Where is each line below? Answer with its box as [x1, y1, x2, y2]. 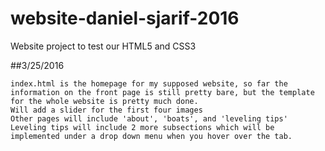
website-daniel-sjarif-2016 [10, 7, 240, 30]
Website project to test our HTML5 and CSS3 [10, 40, 197, 52]
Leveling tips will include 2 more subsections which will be [10, 122, 275, 132]
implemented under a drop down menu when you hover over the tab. [10, 131, 293, 141]
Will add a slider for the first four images [10, 105, 203, 115]
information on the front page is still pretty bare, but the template [10, 87, 315, 97]
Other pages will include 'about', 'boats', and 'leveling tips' [10, 113, 288, 124]
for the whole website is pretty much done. [10, 96, 199, 106]
